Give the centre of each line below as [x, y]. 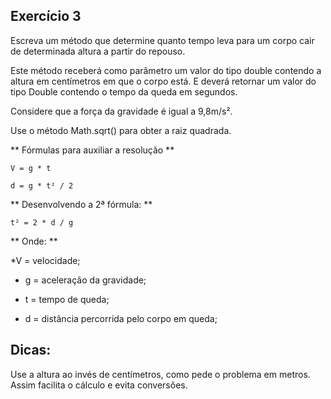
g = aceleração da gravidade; [85, 280]
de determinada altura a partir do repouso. [98, 51]
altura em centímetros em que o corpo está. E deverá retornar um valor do [163, 81]
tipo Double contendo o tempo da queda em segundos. [124, 91]
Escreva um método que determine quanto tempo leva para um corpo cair [162, 40]
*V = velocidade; [45, 260]
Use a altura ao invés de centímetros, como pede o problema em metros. [160, 374]
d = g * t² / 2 [42, 185]
